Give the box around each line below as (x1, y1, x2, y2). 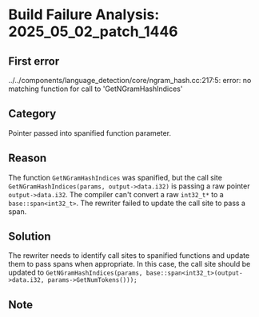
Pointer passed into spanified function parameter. (8, 128, 172, 137)
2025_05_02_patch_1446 (8, 22, 178, 41)
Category (8, 107, 57, 121)
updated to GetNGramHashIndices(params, (8, 267, 143, 277)
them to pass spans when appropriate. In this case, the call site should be (8, 260, 251, 269)
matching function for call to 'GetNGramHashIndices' (8, 84, 183, 93)
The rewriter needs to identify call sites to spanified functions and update (8, 251, 250, 260)
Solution (8, 230, 51, 244)
